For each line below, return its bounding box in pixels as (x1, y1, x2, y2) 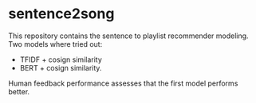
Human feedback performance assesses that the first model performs (8, 78, 238, 88)
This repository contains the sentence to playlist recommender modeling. (8, 31, 249, 40)
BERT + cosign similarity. (19, 63, 102, 72)
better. (8, 86, 30, 96)
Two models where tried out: (8, 39, 103, 48)
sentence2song (8, 5, 115, 23)
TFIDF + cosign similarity (19, 55, 102, 64)
